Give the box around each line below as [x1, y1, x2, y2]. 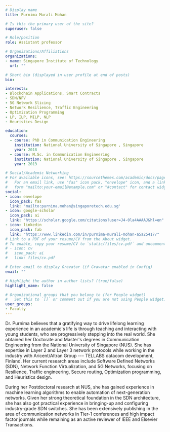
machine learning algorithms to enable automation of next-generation [5, 389, 150, 395]
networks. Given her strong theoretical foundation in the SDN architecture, [5, 394, 160, 401]
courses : [10, 133, 28, 138]
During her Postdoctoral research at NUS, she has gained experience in [5, 384, 154, 390]
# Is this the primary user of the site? [5, 21, 94, 26]
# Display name [5, 7, 37, 13]
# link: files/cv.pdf [5, 256, 56, 261]
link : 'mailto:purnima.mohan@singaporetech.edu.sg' [10, 203, 121, 208]
